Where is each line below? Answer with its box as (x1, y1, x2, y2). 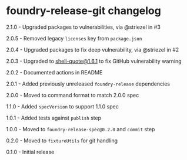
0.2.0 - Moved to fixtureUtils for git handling (6, 137, 118, 144)
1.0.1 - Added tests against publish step (6, 114, 102, 121)
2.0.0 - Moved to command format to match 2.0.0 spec (6, 91, 139, 98)
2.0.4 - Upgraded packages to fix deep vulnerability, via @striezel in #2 (6, 46, 179, 53)
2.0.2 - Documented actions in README (6, 69, 103, 76)
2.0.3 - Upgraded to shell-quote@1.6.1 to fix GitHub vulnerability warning (6, 57, 182, 64)
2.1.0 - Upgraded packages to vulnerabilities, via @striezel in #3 (6, 23, 161, 30)
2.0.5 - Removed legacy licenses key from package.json (6, 35, 142, 42)
